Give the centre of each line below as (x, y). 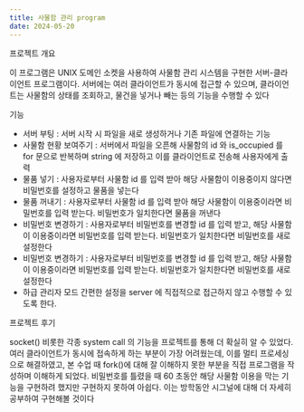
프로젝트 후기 (33, 322)
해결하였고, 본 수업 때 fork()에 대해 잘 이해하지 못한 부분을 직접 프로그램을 (156, 364)
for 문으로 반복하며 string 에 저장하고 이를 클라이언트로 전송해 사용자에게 (150, 156)
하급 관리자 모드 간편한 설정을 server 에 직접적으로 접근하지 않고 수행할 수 (152, 292)
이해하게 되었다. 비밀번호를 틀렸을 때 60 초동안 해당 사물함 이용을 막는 (157, 376)
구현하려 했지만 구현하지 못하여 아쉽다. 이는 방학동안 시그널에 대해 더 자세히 (159, 387)
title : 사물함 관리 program (57, 18)
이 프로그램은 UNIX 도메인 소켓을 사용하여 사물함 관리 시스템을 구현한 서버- (142, 72)
